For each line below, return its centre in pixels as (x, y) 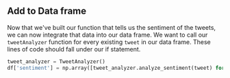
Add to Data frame (47, 11)
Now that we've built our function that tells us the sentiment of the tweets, (112, 27)
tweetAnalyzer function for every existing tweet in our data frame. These (109, 42)
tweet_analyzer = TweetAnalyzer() (56, 61)
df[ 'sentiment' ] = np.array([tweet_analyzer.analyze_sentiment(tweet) (110, 68)
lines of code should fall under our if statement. (74, 49)
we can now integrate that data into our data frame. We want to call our (107, 35)
